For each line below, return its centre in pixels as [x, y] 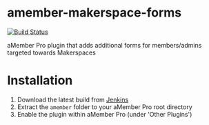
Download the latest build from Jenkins [73, 99]
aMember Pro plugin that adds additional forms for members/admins [104, 45]
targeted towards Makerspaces [52, 52]
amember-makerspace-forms [94, 13]
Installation [40, 80]
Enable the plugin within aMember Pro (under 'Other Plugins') [104, 114]
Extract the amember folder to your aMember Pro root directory [105, 107]
